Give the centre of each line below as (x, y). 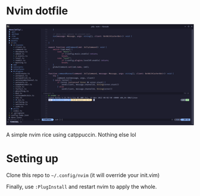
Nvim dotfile (37, 11)
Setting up (32, 158)
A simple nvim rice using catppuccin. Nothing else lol (71, 134)
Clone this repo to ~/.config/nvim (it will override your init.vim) (83, 175)
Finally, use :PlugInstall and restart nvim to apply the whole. (82, 186)
